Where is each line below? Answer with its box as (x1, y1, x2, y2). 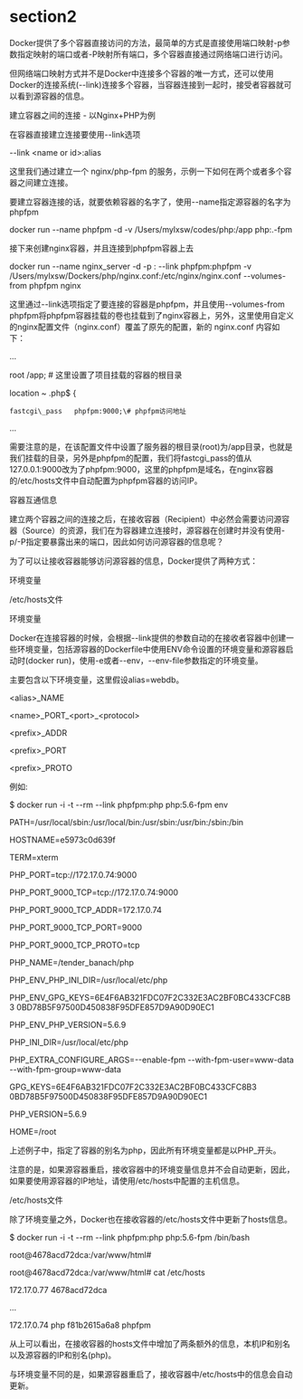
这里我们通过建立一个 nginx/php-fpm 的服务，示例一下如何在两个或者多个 (9, 166, 284, 176)
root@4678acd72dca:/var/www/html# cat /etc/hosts (9, 1267, 205, 1278)
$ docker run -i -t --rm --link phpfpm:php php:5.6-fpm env (9, 799, 229, 810)
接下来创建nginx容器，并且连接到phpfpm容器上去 (9, 243, 194, 253)
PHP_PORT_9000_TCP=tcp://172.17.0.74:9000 (9, 887, 179, 898)
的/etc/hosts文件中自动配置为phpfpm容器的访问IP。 (9, 475, 203, 486)
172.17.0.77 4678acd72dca (9, 1284, 108, 1295)
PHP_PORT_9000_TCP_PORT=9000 (9, 921, 143, 933)
